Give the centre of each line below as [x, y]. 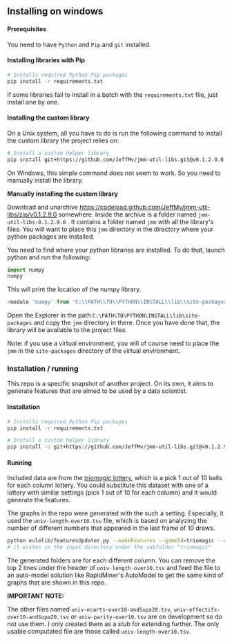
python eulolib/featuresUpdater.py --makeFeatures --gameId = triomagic [111, 541]
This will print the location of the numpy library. [74, 289]
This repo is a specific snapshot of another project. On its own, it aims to [110, 384]
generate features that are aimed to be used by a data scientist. [97, 391]
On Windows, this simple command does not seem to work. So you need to [114, 173]
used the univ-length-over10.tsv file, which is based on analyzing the [107, 521]
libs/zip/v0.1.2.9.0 [32, 214]
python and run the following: [49, 257]
